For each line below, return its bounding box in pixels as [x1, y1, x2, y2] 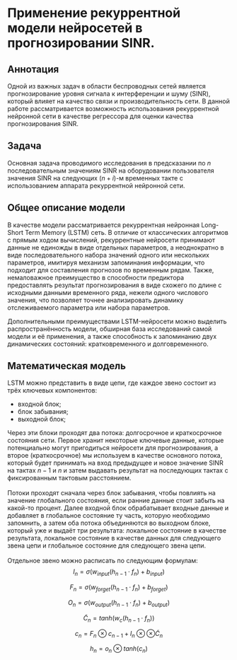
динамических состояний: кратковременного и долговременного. [7, 340, 209, 348]
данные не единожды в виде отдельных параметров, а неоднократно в [7, 243, 224, 252]
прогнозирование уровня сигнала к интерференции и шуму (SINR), [7, 90, 211, 98]
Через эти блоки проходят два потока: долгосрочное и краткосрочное [7, 429, 222, 437]
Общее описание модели [7, 202, 126, 214]
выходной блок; [17, 415, 66, 424]
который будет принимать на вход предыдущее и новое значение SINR [7, 458, 224, 468]
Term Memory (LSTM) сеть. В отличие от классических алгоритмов [24, 228, 229, 236]
